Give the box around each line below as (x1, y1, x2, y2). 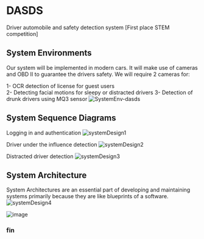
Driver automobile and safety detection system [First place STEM (6, 24, 170, 31)
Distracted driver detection (6, 153, 74, 160)
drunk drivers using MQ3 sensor (6, 95, 88, 102)
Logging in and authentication (6, 129, 81, 136)
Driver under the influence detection (6, 140, 97, 148)
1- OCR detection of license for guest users (6, 82, 114, 89)
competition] (6, 30, 38, 37)
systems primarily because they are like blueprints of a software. (6, 193, 169, 200)
